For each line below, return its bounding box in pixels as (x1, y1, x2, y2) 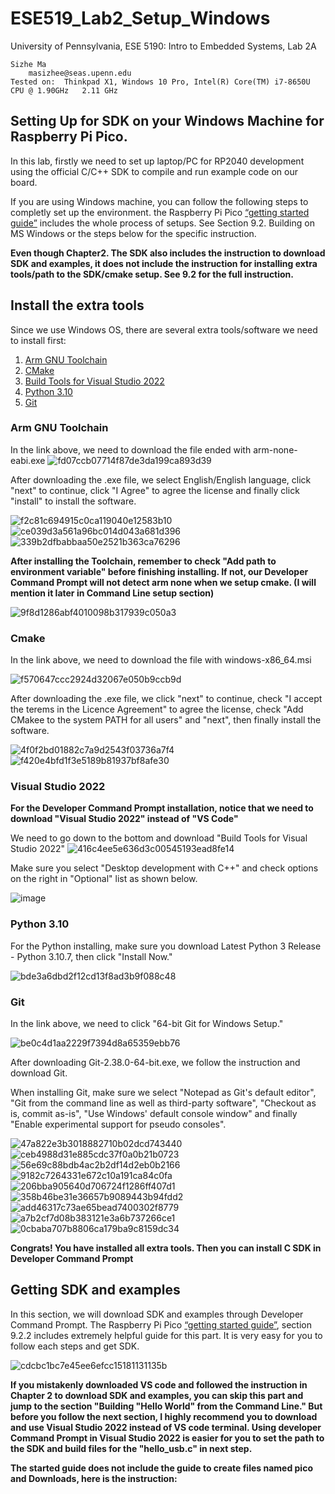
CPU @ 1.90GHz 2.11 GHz (10, 85, 118, 96)
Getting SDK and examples (10, 1282, 181, 1299)
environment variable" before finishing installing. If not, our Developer (10, 565, 309, 577)
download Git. (10, 1067, 68, 1079)
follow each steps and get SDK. (10, 1340, 140, 1352)
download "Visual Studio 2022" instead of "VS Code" (10, 813, 239, 825)
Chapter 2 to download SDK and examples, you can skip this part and (10, 1389, 304, 1401)
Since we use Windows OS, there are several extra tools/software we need (10, 323, 318, 336)
